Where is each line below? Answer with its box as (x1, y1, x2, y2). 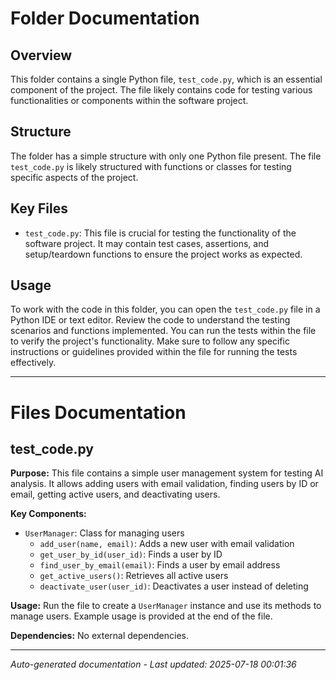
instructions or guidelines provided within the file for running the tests (10, 346, 298, 358)
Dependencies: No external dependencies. (10, 630, 189, 642)
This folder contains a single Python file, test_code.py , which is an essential (10, 73, 323, 85)
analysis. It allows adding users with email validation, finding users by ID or (10, 478, 319, 490)
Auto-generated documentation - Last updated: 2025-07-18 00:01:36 (10, 658, 297, 671)
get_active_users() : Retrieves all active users (39, 570, 229, 582)
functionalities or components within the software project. (10, 95, 249, 106)
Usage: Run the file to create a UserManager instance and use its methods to (10, 600, 322, 612)
